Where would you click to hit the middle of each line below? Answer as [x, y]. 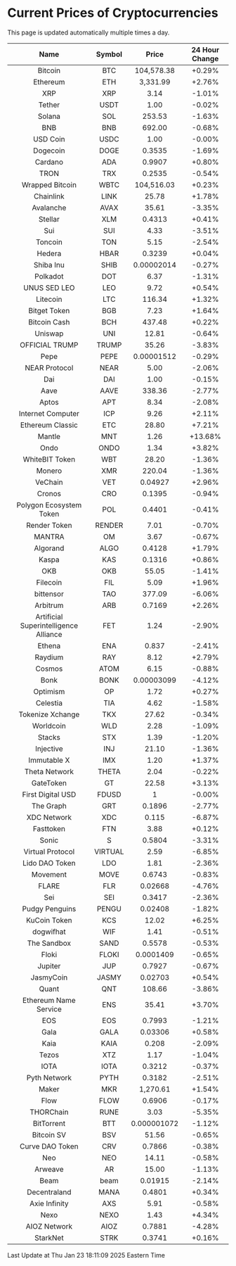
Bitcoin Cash [49, 322]
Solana [49, 116]
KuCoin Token [49, 920]
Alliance [49, 634]
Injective [49, 749]
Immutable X [49, 760]
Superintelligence [49, 626]
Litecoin [49, 299]
